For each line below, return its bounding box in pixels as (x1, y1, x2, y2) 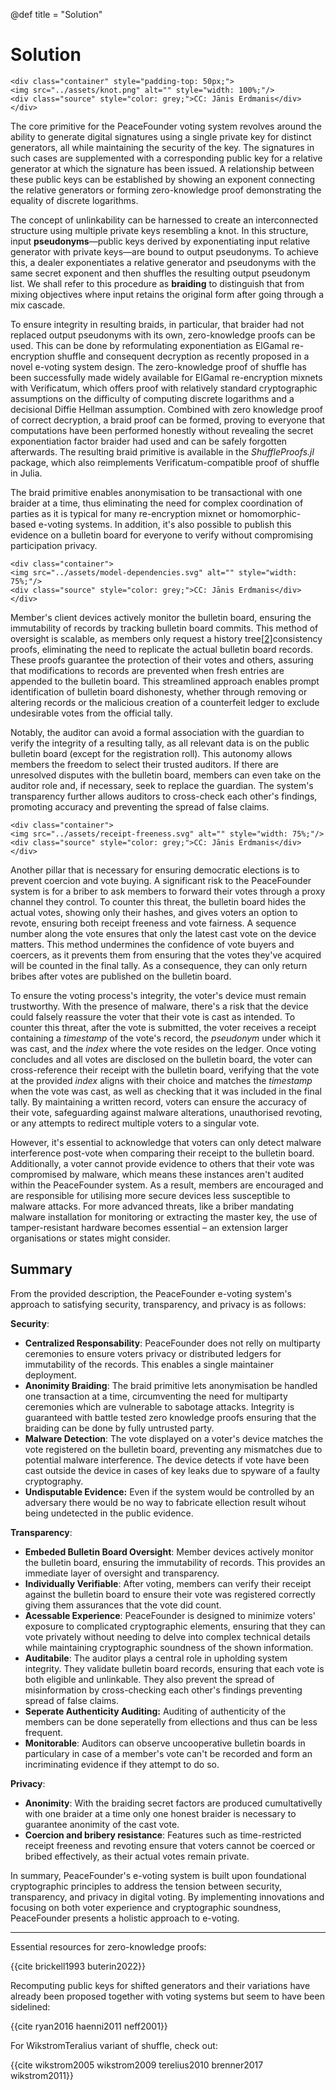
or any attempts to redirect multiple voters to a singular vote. (10, 1117, 260, 1129)
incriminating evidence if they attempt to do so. (24, 1758, 220, 1770)
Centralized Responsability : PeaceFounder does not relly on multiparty (24, 1337, 321, 1349)
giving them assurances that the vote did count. (24, 1599, 222, 1611)
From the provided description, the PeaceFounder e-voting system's (10, 1287, 292, 1299)
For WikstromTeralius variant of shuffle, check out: (10, 2039, 218, 2051)
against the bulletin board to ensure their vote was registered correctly (24, 1588, 316, 1600)
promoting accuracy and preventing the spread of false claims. (10, 800, 270, 813)
